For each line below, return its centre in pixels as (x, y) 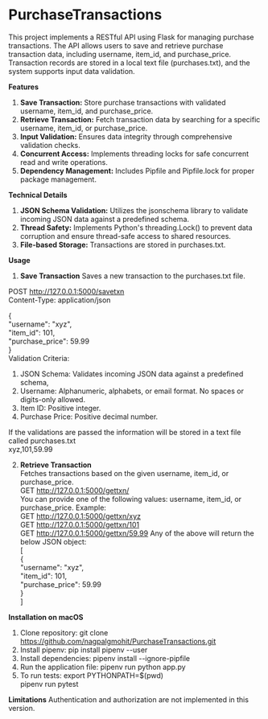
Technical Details (38, 195)
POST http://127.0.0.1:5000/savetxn (66, 291)
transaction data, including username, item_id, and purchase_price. (120, 54)
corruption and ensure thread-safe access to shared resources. (126, 236)
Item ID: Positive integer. (60, 408)
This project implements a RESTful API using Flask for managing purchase (131, 37)
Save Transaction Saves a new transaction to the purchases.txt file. (132, 276)
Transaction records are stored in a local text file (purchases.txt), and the (130, 63)
